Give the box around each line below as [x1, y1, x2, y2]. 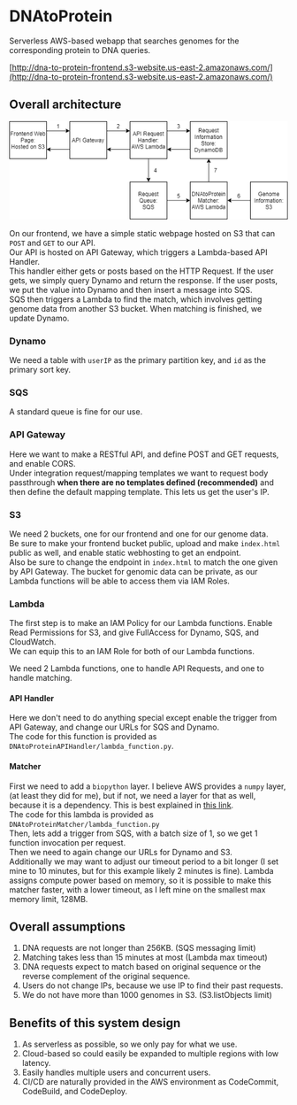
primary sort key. [9, 364, 72, 375]
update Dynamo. [9, 313, 70, 323]
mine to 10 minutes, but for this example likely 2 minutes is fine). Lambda [9, 865, 274, 876]
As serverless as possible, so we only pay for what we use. [21, 1039, 238, 1050]
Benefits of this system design [9, 1016, 181, 1031]
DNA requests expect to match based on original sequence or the [21, 962, 262, 972]
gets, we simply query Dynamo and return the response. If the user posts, [9, 274, 278, 285]
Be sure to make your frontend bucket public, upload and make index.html [9, 537, 281, 548]
